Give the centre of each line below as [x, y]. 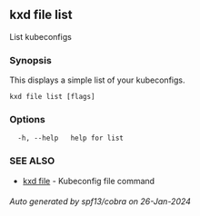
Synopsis [30, 60]
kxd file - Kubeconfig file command [89, 181]
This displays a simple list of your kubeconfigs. [97, 80]
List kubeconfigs [41, 36]
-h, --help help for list [71, 138]
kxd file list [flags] [52, 97]
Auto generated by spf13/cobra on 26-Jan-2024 [100, 201]
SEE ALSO [32, 161]
